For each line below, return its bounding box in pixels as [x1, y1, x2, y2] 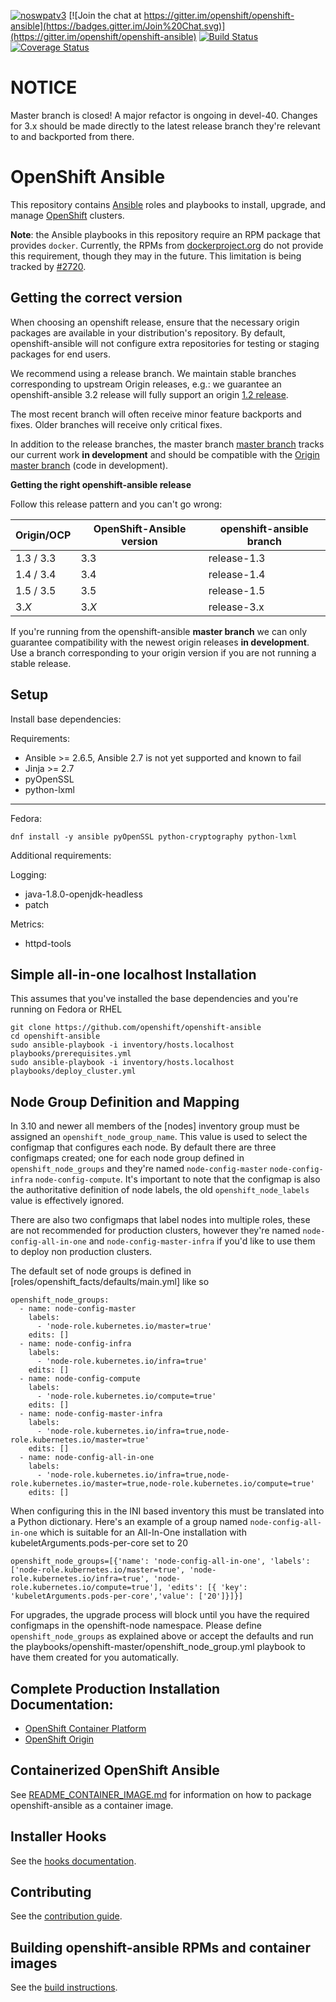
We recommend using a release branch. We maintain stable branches [10, 367, 297, 379]
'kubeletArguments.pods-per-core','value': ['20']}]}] [10, 1591, 244, 1602]
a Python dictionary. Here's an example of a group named [10, 1516, 248, 1528]
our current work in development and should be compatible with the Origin [10, 448, 320, 460]
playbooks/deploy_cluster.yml [10, 1066, 137, 1077]
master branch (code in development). [10, 459, 169, 471]
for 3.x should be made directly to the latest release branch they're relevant [10, 120, 321, 132]
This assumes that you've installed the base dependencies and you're [10, 993, 299, 1005]
